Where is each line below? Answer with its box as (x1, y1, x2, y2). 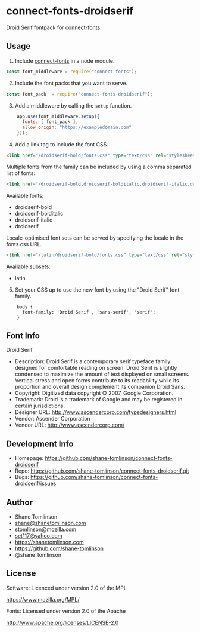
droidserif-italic (14, 216, 53, 223)
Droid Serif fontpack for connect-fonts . (6, 24, 102, 31)
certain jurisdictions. (14, 402, 65, 410)
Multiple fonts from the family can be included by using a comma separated (6, 163, 192, 170)
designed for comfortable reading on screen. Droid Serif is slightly (14, 364, 177, 372)
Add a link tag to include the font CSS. (14, 141, 108, 148)
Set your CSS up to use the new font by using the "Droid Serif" (14, 286, 168, 293)
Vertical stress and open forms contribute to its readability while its (14, 377, 180, 384)
